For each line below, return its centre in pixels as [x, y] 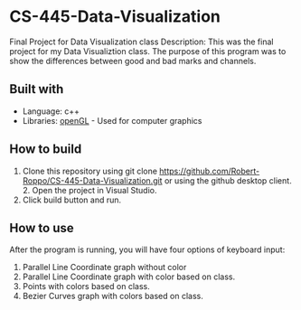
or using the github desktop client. [228, 180]
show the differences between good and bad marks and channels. [133, 61]
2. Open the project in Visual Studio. [89, 190]
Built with [37, 89]
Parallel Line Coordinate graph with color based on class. [129, 277]
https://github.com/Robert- [210, 171]
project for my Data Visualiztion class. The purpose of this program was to [148, 51]
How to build [46, 150]
